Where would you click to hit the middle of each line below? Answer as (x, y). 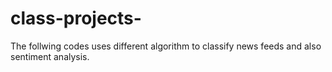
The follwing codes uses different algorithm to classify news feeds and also (166, 46)
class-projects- (76, 18)
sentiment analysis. (50, 56)
